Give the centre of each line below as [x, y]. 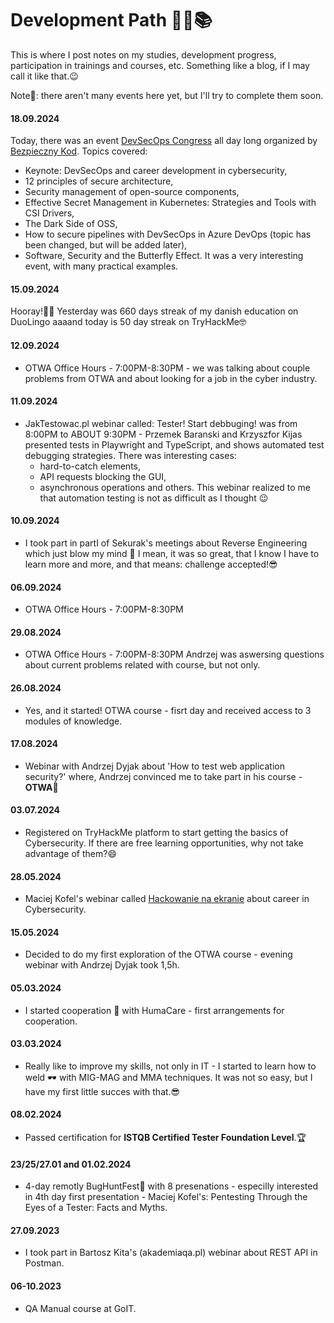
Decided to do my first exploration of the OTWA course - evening [158, 954]
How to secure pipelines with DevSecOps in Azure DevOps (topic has [168, 234]
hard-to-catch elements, [90, 466]
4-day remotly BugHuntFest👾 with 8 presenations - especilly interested [171, 1186]
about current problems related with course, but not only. [142, 665]
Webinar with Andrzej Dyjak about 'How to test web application [154, 766]
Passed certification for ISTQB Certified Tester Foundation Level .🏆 [165, 1137]
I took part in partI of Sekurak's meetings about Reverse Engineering [166, 543]
